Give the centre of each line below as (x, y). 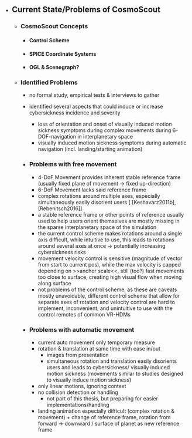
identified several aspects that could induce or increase (96, 107)
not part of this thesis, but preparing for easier (102, 398)
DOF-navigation (57, 137)
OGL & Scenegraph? (54, 68)
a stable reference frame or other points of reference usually (111, 214)
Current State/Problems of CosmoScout (86, 10)
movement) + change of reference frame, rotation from (104, 417)
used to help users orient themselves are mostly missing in (109, 221)
